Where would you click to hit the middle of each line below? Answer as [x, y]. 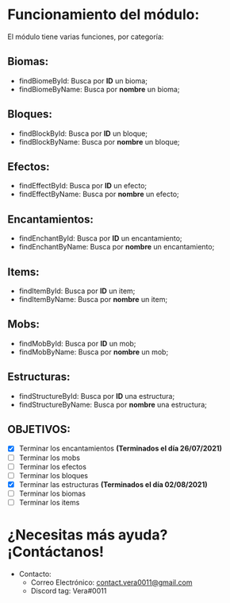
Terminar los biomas [52, 493]
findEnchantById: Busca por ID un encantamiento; [101, 238]
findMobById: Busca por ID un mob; [77, 343]
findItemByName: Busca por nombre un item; [93, 299]
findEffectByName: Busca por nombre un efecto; [99, 194]
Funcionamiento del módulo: [103, 15]
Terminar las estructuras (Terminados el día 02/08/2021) [113, 484]
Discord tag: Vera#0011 [69, 590]
